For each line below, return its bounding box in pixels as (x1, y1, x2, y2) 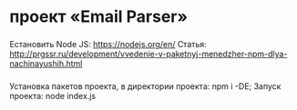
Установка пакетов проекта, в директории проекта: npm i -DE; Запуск (9, 81, 282, 92)
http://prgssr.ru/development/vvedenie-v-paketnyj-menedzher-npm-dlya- (9, 48, 288, 60)
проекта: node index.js (9, 91, 97, 102)
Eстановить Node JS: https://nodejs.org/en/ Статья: (9, 39, 207, 50)
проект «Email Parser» (9, 6, 189, 27)
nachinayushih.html (9, 58, 83, 69)
